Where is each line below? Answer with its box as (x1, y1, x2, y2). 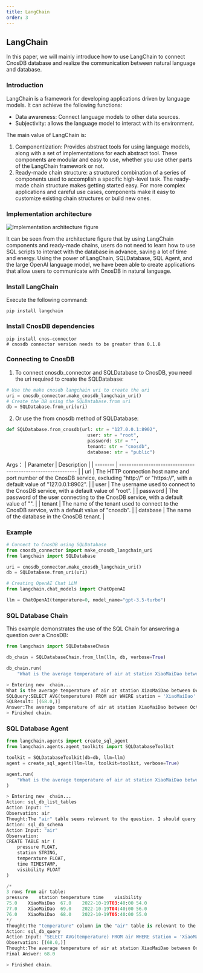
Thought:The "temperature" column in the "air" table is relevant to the (6, 923, 196, 929)
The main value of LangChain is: (6, 131, 86, 138)
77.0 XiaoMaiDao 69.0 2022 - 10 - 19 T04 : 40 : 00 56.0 (6, 906, 147, 912)
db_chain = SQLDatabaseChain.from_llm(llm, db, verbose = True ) (6, 654, 166, 661)
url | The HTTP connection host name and (84, 467, 189, 475)
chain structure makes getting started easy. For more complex (30, 181, 185, 189)
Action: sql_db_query (6, 928, 61, 934)
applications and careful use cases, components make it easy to (14, 188, 175, 195)
